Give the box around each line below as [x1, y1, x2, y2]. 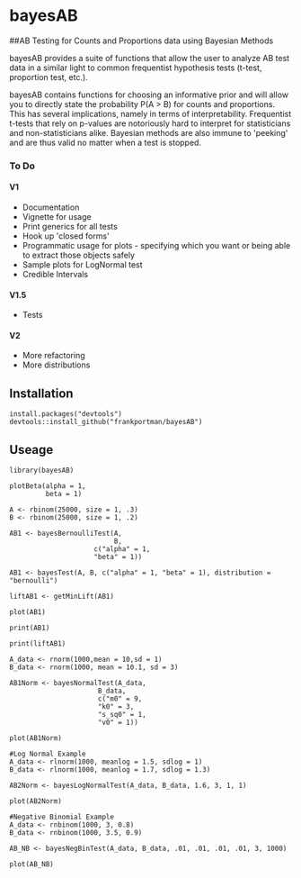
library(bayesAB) [9, 466, 75, 475]
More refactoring [22, 350, 85, 361]
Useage [9, 442, 54, 457]
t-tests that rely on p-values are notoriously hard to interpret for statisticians [9, 118, 291, 129]
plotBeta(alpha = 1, [9, 482, 87, 491]
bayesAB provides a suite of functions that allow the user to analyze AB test [9, 52, 290, 63]
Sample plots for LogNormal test [22, 259, 143, 270]
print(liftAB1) [9, 639, 66, 648]
